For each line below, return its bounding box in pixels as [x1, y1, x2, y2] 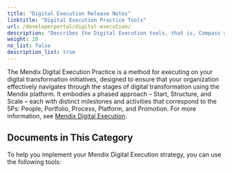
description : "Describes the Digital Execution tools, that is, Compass [7, 29, 221, 37]
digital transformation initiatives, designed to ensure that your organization [7, 75, 220, 83]
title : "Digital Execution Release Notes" [7, 10, 131, 17]
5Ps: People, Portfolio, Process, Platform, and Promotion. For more [7, 104, 197, 113]
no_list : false [7, 42, 51, 49]
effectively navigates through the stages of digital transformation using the [7, 82, 220, 91]
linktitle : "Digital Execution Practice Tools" [7, 17, 147, 24]
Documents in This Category [7, 132, 133, 144]
